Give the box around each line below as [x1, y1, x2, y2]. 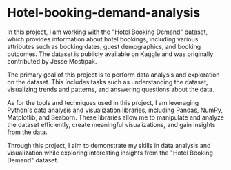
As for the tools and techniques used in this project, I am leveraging [7, 98, 199, 106]
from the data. [7, 128, 48, 136]
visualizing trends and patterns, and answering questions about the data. [7, 85, 215, 93]
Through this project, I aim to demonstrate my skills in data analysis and [7, 141, 211, 149]
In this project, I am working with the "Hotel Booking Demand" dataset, [7, 28, 208, 36]
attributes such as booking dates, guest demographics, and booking [7, 42, 201, 50]
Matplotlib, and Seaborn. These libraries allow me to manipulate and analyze [7, 113, 224, 122]
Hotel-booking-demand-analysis [7, 5, 201, 21]
